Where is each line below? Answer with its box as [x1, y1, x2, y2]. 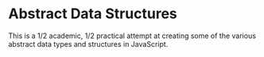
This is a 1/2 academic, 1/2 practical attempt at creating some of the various [8, 31, 257, 40]
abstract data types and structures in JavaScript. [8, 39, 169, 48]
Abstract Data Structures [8, 5, 177, 23]
